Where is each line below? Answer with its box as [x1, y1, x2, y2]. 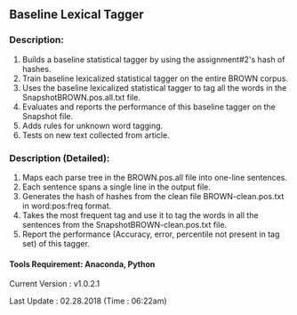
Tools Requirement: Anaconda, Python [9, 258, 156, 270]
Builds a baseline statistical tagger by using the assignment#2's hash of [21, 53, 285, 65]
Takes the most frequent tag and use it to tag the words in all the [21, 209, 260, 221]
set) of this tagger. [21, 238, 91, 248]
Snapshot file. [21, 110, 74, 121]
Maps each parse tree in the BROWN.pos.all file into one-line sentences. [21, 172, 287, 182]
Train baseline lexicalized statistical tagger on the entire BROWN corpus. [21, 73, 289, 84]
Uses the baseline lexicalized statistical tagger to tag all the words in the [21, 82, 287, 93]
